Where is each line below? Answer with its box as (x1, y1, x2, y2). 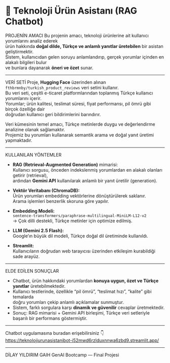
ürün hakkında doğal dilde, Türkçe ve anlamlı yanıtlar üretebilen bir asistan (5, 43, 163, 49)
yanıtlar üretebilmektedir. (12, 283, 66, 289)
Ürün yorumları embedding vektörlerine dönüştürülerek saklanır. (12, 192, 146, 199)
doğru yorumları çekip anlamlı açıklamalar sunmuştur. (12, 299, 124, 305)
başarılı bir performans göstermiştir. (12, 315, 88, 321)
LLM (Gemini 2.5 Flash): (12, 227, 64, 233)
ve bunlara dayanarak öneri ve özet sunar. (5, 65, 94, 71)
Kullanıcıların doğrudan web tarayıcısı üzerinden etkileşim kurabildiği (12, 248, 156, 254)
